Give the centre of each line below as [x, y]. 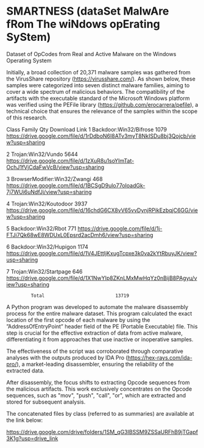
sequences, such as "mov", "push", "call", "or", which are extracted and [96, 395]
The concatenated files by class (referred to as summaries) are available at [100, 413]
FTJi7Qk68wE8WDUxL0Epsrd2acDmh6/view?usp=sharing [80, 235]
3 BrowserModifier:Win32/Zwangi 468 [55, 179]
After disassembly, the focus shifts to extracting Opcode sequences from [98, 382]
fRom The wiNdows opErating [83, 24]
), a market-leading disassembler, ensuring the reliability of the [95, 364]
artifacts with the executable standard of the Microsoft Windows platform [98, 98]
